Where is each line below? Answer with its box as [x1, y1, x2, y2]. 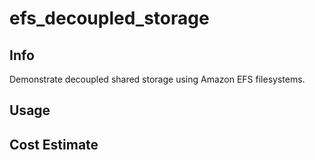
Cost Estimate [9, 136, 99, 153]
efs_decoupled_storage [9, 7, 210, 30]
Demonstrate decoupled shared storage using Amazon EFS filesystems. [9, 73, 306, 85]
